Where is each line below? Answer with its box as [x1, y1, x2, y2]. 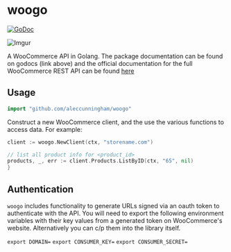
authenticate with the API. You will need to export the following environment [7, 209, 224, 217]
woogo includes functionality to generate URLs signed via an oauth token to [7, 201, 220, 210]
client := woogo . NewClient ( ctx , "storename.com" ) [7, 138, 154, 146]
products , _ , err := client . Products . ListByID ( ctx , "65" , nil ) [7, 158, 194, 165]
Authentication [7, 183, 74, 195]
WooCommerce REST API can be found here [7, 67, 135, 75]
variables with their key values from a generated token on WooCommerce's [7, 216, 223, 224]
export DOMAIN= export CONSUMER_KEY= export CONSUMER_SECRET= [7, 238, 188, 245]
